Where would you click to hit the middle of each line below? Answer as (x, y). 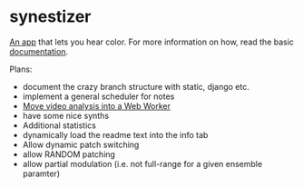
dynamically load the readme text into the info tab (115, 134)
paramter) (41, 173)
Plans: (21, 69)
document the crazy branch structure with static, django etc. (136, 86)
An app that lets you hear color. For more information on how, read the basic (152, 42)
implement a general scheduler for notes (98, 96)
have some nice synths (66, 115)
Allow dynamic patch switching (81, 144)
